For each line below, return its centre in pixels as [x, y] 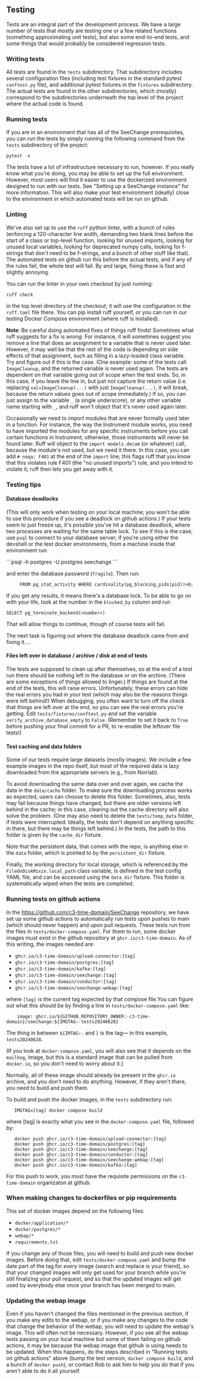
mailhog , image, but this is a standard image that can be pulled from [90, 1057]
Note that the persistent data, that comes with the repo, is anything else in [97, 846]
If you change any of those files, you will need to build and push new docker [100, 1253]
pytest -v [19, 156]
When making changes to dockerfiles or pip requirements [92, 1198]
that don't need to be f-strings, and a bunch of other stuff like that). [107, 253]
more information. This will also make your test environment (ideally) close [98, 193]
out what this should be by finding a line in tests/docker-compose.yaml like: [98, 1005]
